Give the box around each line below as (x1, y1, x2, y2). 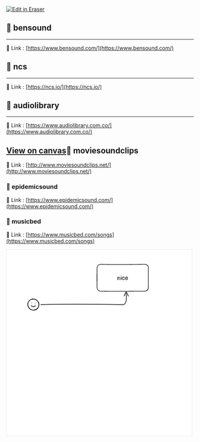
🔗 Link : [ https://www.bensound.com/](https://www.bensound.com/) (6, 44, 174, 51)
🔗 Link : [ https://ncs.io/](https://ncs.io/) (6, 83, 102, 90)
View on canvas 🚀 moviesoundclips (6, 145, 139, 155)
